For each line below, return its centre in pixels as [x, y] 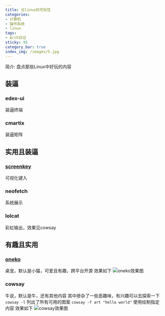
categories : [17, 14]
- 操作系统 [15, 24]
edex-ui [15, 98]
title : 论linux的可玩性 [28, 10]
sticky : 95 [16, 42]
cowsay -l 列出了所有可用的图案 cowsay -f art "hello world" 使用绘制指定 [82, 302]
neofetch [16, 191]
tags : [11, 33]
